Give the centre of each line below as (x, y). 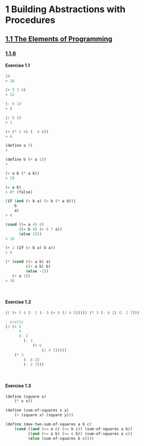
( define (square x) (26, 396)
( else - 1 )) (37, 271)
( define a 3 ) (19, 146)
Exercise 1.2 (18, 302)
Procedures (30, 20)
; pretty (14, 322)
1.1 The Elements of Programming (59, 39)
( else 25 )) (30, 234)
